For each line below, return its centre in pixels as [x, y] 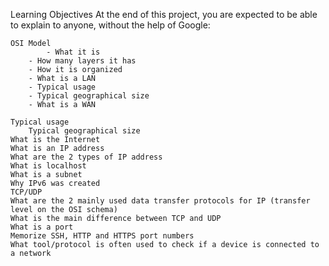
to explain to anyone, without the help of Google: [110, 25]
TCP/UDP [26, 192]
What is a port [42, 227]
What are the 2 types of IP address [86, 157]
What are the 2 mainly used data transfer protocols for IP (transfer [160, 201]
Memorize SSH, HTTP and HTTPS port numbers [102, 236]
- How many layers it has [82, 61]
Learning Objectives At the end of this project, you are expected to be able [164, 14]
